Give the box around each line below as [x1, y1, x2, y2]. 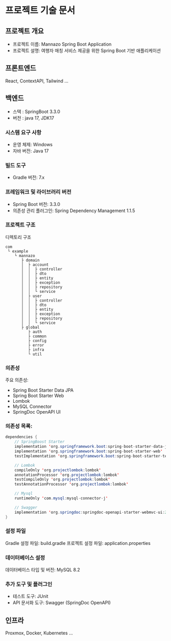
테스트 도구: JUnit [12, 593, 48, 600]
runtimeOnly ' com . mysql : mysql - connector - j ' [14, 496, 108, 501]
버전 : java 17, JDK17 [12, 115, 54, 121]
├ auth [27, 329, 42, 334]
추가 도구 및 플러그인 [5, 581, 52, 588]
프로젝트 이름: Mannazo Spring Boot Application [12, 41, 112, 47]
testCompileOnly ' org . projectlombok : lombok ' [14, 477, 110, 482]
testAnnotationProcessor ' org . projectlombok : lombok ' [14, 482, 129, 487]
